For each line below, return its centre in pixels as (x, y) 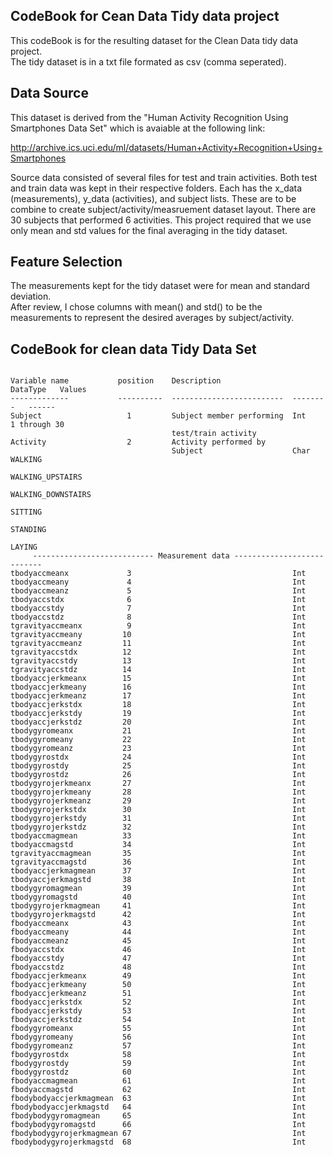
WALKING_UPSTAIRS (46, 477)
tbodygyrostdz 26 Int (158, 775)
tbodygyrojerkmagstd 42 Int (158, 915)
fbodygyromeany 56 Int (158, 1037)
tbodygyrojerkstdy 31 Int (158, 819)
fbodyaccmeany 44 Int (158, 932)
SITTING (26, 512)
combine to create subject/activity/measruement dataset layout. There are (163, 209)
